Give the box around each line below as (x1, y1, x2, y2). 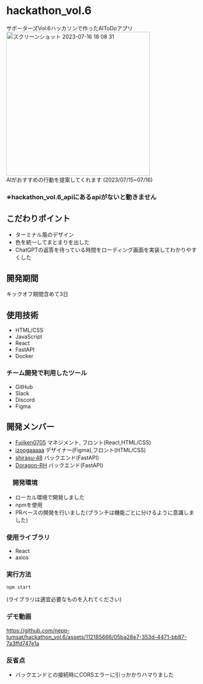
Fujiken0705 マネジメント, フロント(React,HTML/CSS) (15, 439, 151, 446)
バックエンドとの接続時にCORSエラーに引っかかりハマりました (15, 671, 174, 678)
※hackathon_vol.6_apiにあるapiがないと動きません (6, 192, 157, 201)
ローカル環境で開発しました (15, 493, 85, 501)
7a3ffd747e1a (6, 640, 40, 647)
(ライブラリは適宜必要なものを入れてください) (6, 596, 122, 603)
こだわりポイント (6, 214, 71, 224)
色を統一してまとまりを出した (15, 238, 90, 245)
